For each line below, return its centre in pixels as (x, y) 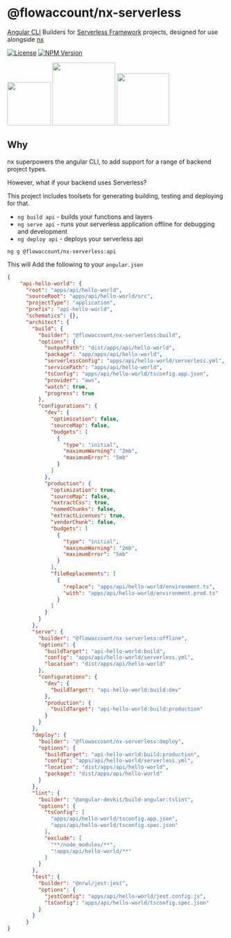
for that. (18, 203)
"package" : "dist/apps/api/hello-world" (103, 774)
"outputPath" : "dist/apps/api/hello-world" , (110, 348)
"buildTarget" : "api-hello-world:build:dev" (116, 690)
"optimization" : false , (85, 419)
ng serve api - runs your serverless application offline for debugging (116, 224)
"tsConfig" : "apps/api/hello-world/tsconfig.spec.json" (127, 903)
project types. (27, 169)
